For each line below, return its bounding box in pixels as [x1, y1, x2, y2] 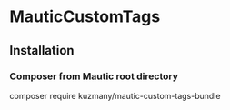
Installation [9, 43, 75, 58]
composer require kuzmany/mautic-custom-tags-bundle [9, 90, 221, 101]
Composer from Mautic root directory [9, 70, 179, 83]
